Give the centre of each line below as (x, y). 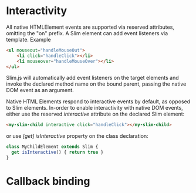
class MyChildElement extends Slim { (52, 147)
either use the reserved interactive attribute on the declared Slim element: (95, 114)
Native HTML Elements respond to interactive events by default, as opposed (98, 101)
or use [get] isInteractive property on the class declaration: (77, 136)
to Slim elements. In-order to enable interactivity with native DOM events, (94, 108)
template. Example (28, 39)
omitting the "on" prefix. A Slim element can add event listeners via (87, 33)
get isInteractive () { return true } (58, 153)
